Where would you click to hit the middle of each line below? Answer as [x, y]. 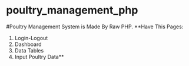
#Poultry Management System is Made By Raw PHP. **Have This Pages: [95, 27]
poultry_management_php [72, 10]
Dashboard [28, 44]
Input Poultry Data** [39, 57]
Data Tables [29, 50]
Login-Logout [31, 38]
